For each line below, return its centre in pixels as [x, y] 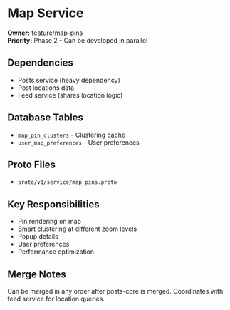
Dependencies [40, 63]
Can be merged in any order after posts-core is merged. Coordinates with [115, 291]
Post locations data [46, 88]
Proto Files [31, 164]
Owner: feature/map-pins [45, 33]
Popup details [38, 237]
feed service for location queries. [56, 299]
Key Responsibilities [53, 204]
